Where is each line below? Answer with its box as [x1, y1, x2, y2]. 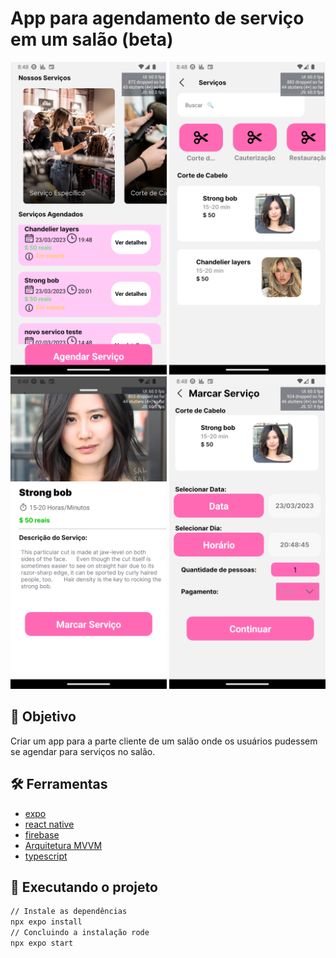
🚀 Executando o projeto [10, 878, 158, 896]
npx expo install [10, 917, 83, 927]
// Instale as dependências [10, 907, 128, 917]
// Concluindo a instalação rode [10, 928, 150, 938]
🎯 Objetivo [10, 708, 77, 726]
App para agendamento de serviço [10, 7, 305, 30]
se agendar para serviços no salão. [10, 745, 156, 757]
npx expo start [10, 938, 74, 948]
